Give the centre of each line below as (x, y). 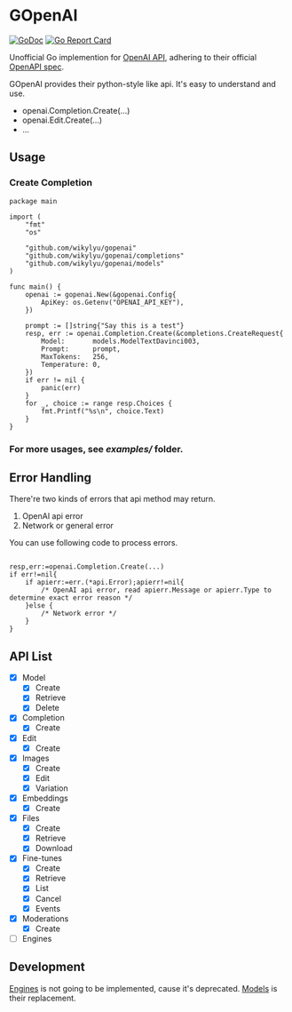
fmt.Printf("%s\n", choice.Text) (103, 411)
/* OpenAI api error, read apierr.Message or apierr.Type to (157, 590)
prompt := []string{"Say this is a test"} (105, 325)
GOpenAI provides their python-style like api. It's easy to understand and (143, 84)
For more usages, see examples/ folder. (96, 449)
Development (47, 967)
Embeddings (45, 798)
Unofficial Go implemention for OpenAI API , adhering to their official (133, 57)
